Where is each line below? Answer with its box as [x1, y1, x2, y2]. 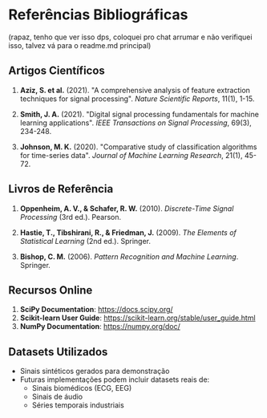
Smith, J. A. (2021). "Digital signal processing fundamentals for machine [19, 109, 259, 119]
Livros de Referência [8, 182, 114, 196]
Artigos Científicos [8, 64, 106, 78]
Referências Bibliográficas [8, 6, 188, 24]
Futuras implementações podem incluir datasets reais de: [19, 375, 210, 384]
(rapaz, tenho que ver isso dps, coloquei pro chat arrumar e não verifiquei [8, 32, 253, 42]
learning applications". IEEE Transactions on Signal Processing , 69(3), [19, 118, 253, 128]
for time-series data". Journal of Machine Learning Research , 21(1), [19, 150, 243, 160]
